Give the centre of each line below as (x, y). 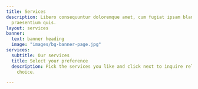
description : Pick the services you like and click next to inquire (97, 66)
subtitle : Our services (40, 55)
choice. (26, 72)
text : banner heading (38, 39)
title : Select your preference (50, 61)
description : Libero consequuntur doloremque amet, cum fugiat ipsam (93, 17)
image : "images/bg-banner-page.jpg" (56, 45)
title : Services (26, 11)
